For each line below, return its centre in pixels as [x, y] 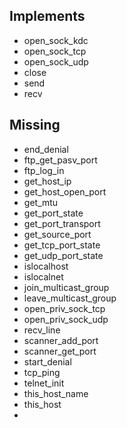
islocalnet [43, 276]
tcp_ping [42, 372]
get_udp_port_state [63, 255]
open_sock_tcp [55, 51]
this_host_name [56, 393]
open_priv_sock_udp [66, 319]
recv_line [42, 330]
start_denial [47, 361]
